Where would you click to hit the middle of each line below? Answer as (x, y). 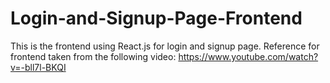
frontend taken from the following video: (93, 56)
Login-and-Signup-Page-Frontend (156, 18)
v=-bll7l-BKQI (38, 67)
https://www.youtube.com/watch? (248, 56)
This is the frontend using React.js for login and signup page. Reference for (165, 46)
